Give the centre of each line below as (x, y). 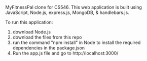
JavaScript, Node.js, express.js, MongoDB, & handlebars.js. (67, 12)
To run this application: (29, 22)
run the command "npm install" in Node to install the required (77, 42)
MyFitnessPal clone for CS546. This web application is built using (73, 7)
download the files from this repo (47, 37)
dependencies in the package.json (49, 48)
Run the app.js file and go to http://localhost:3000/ (65, 53)
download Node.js (32, 32)
